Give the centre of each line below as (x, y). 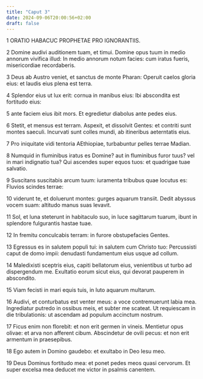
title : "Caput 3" (28, 12)
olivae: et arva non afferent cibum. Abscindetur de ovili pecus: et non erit (98, 333)
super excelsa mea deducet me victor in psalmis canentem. (81, 370)
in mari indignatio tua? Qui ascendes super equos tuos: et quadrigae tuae (98, 162)
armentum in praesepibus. (39, 339)
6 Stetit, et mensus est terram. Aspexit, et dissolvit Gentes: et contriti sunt (99, 126)
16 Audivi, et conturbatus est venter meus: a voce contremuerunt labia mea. (101, 302)
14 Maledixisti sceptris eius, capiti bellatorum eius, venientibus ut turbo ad (99, 265)
